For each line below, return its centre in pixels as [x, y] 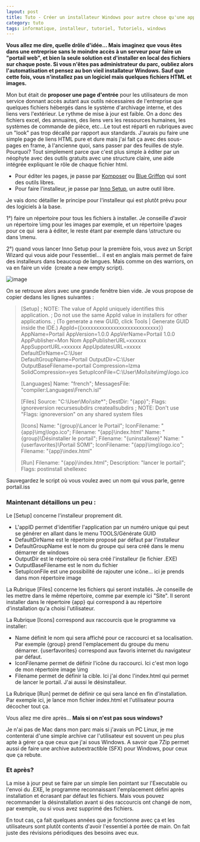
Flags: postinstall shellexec [54, 469]
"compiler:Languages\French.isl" [61, 390]
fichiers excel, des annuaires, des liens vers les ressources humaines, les [96, 120]
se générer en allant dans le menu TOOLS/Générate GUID [85, 533]
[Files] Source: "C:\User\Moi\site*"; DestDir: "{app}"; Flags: [93, 402]
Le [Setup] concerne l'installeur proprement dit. [65, 515]
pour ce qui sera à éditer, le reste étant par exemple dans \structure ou [93, 231]
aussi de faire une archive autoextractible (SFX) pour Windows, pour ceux [97, 748]
